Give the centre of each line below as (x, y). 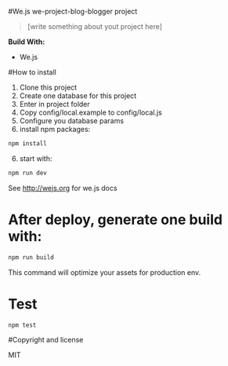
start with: (36, 158)
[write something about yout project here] (95, 26)
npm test (22, 325)
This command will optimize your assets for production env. (105, 272)
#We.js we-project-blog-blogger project (73, 11)
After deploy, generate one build (116, 220)
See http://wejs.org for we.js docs (63, 188)
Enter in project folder (54, 104)
